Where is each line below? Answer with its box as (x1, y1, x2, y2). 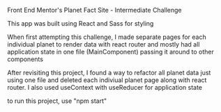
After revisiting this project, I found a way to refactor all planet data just (7, 69, 211, 77)
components (7, 55, 44, 63)
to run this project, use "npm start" (7, 97, 107, 105)
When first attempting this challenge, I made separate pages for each (7, 33, 207, 41)
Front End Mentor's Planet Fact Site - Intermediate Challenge (7, 6, 182, 14)
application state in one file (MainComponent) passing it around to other (7, 48, 214, 56)
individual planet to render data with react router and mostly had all (7, 40, 200, 48)
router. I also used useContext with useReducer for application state (7, 83, 203, 91)
